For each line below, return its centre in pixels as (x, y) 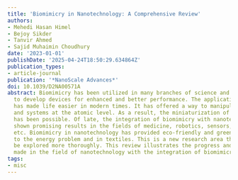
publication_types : (36, 67)
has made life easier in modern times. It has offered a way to (110, 106)
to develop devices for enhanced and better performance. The (107, 100)
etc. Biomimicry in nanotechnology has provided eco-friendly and (114, 133)
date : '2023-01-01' (36, 54)
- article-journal (34, 73)
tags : (15, 159)
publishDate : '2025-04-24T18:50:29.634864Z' (74, 60)
